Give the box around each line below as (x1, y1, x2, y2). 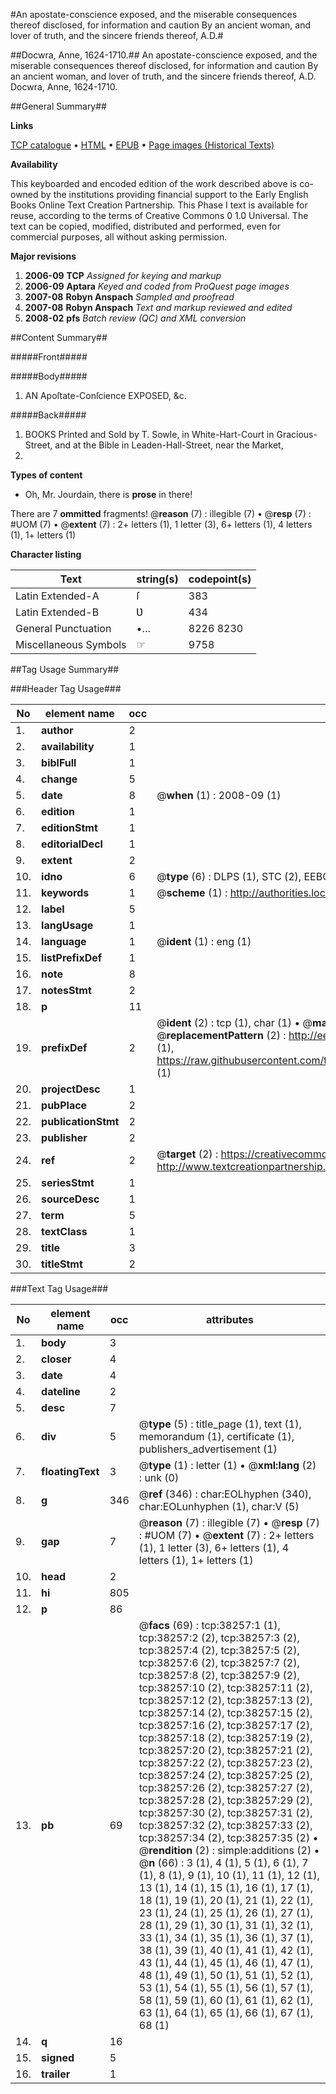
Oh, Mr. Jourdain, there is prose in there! (24, 489, 193, 500)
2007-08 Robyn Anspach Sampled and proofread (24, 291, 235, 303)
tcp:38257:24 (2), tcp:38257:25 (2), (138, 1769, 313, 1782)
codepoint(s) (188, 572, 252, 586)
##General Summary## (10, 100, 107, 112)
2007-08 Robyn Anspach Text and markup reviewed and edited (24, 302, 293, 313)
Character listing (10, 549, 82, 560)
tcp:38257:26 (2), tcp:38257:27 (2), (138, 1781, 313, 1794)
